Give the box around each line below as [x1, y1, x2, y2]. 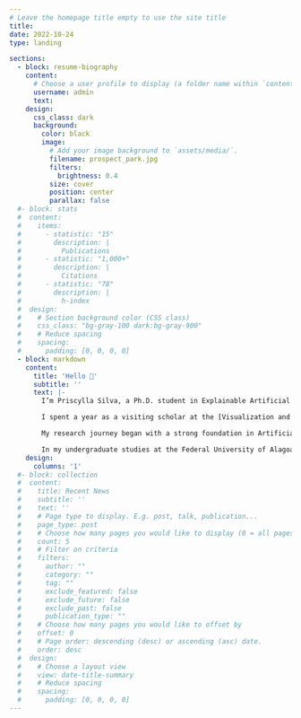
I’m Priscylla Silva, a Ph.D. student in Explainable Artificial [41, 397, 291, 406]
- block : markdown [17, 355, 87, 363]
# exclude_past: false [17, 603, 123, 613]
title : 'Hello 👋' [32, 372, 99, 381]
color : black [41, 129, 90, 139]
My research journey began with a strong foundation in [41, 429, 254, 438]
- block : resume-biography [17, 63, 118, 72]
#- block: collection [17, 470, 99, 479]
